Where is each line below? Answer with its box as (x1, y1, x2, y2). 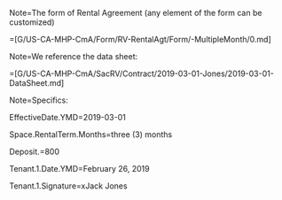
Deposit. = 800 (9, 146, 60, 157)
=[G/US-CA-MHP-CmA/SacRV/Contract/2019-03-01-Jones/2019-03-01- (9, 68, 275, 79)
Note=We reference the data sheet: (9, 51, 138, 61)
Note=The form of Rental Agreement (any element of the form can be (9, 8, 262, 18)
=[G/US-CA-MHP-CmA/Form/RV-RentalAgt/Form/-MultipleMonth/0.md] (9, 35, 272, 44)
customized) (9, 17, 55, 27)
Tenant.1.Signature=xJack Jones (9, 181, 128, 191)
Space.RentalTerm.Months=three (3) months (9, 129, 173, 140)
